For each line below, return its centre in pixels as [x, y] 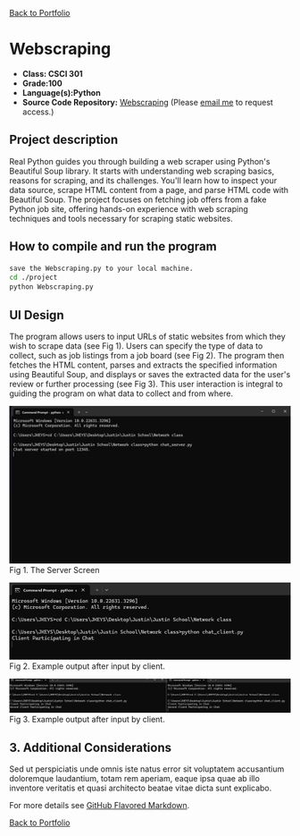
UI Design [37, 315]
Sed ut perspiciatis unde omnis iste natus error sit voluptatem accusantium [147, 769]
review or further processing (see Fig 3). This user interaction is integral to [146, 384]
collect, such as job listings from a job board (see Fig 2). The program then [147, 355]
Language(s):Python [61, 92]
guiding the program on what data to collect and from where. [121, 393]
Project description [64, 140]
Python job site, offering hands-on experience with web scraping [129, 208]
